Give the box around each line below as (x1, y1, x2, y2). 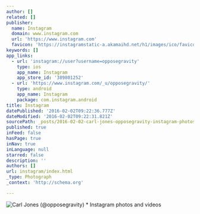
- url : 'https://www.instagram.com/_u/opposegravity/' (11, 81, 151, 87)
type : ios (17, 63, 42, 70)
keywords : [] (6, 47, 39, 53)
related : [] (6, 14, 36, 20)
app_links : (6, 53, 33, 59)
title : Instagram (6, 102, 49, 108)
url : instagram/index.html (6, 168, 73, 175)
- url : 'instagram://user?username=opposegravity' (11, 58, 140, 64)
